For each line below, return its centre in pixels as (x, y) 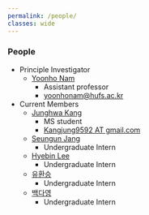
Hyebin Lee (51, 156)
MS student (63, 121)
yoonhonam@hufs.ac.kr (83, 95)
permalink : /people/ (43, 16)
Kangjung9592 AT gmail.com (92, 130)
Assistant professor (76, 87)
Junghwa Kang (57, 112)
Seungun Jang (56, 138)
